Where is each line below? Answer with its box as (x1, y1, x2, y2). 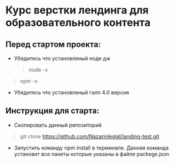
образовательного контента (5, 16, 151, 29)
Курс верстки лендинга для (5, 4, 149, 17)
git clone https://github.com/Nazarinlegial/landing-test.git (19, 133, 160, 140)
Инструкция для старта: (5, 106, 100, 116)
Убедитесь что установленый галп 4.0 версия (14, 89, 130, 96)
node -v (28, 66, 48, 73)
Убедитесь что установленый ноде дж (14, 55, 111, 62)
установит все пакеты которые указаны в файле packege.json (14, 150, 170, 157)
